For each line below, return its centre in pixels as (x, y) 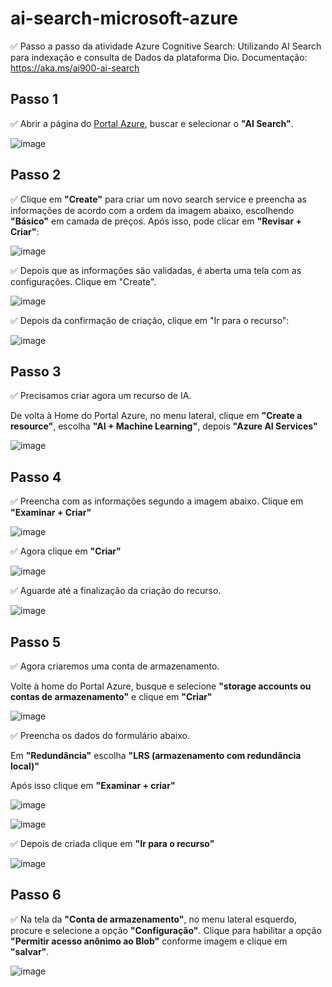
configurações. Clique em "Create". (83, 281)
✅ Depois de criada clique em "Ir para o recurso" (112, 843)
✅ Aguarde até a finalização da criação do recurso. (116, 591)
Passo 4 (36, 477)
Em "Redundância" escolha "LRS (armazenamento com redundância (156, 755)
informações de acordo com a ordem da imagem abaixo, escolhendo (152, 210)
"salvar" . (30, 951)
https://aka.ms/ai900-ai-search (75, 68)
